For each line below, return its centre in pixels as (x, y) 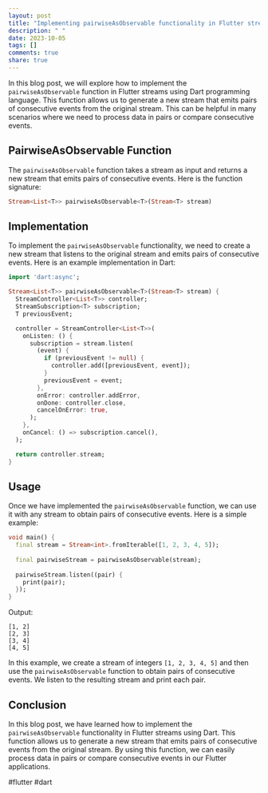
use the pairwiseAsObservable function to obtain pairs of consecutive (122, 671)
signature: (25, 187)
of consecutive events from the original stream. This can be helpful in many (132, 108)
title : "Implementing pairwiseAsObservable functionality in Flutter (126, 23)
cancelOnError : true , (73, 410)
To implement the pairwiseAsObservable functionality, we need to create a (130, 245)
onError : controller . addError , (89, 395)
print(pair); (44, 582)
